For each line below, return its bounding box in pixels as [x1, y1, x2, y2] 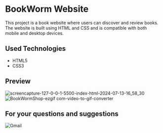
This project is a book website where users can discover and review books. [5, 20, 159, 26]
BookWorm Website [5, 3, 89, 15]
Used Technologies [5, 44, 66, 53]
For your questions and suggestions [5, 109, 119, 118]
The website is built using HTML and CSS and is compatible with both [5, 25, 147, 31]
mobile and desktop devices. [5, 30, 64, 36]
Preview [5, 77, 31, 86]
